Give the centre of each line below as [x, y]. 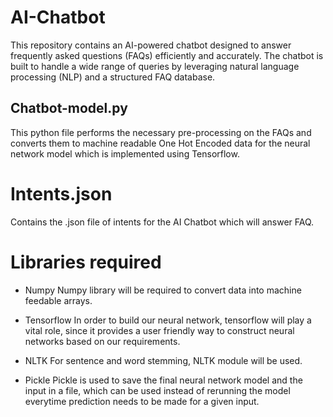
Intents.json [61, 193]
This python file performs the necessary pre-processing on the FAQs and [161, 132]
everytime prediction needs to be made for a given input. [142, 401]
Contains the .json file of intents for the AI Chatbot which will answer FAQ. [162, 222]
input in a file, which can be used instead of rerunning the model [157, 390]
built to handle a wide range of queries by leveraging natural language [155, 66]
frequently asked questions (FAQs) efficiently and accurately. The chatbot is [167, 55]
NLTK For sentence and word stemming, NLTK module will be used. [163, 360]
